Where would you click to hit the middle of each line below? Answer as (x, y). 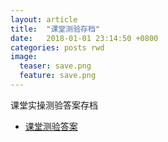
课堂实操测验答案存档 (54, 105)
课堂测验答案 (51, 126)
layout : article (44, 19)
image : (24, 57)
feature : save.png (58, 76)
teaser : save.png (55, 66)
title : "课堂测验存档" (55, 29)
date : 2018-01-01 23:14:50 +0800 (84, 38)
